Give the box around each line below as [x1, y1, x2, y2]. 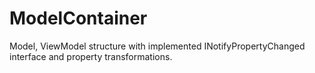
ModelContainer [9, 7, 148, 30]
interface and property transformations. [9, 50, 173, 62]
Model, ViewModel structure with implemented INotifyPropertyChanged [9, 40, 306, 52]
